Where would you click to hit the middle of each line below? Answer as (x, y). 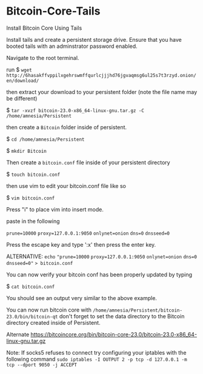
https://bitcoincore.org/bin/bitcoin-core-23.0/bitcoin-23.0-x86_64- (114, 334)
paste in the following (33, 221)
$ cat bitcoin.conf (31, 286)
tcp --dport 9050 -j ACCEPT (42, 365)
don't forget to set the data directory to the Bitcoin (122, 316)
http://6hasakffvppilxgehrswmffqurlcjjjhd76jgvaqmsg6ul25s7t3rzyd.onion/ (101, 75)
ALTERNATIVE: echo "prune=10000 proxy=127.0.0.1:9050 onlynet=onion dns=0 (101, 256)
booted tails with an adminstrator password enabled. (72, 46)
